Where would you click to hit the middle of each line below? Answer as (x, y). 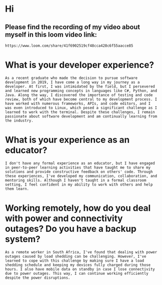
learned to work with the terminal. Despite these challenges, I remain (80, 112)
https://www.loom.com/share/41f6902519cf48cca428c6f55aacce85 (69, 46)
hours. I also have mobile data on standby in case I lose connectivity (80, 269)
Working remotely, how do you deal (78, 208)
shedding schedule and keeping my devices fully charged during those (78, 265)
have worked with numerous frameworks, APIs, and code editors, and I (78, 103)
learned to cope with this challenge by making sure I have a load (75, 261)
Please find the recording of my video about (73, 27)
